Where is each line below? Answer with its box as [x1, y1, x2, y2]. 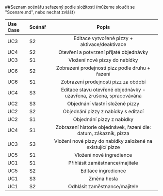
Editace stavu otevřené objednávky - [61, 87, 146, 93]
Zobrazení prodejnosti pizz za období [61, 78, 146, 85]
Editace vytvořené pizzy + [73, 35, 133, 42]
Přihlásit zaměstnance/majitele [68, 160, 138, 166]
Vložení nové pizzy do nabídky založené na [54, 138, 153, 144]
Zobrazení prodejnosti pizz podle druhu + [56, 65, 150, 71]
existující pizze [86, 144, 120, 151]
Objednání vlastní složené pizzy [67, 100, 140, 107]
